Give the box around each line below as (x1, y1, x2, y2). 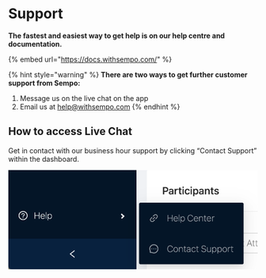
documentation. (8, 39, 63, 48)
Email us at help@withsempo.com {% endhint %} (19, 102, 180, 111)
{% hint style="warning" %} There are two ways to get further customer (8, 69, 248, 79)
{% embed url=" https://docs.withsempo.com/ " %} (8, 54, 173, 64)
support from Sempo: (8, 78, 81, 88)
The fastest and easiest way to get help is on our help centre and (8, 31, 226, 40)
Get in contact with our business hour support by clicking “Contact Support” (8, 145, 257, 155)
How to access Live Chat (8, 125, 133, 138)
